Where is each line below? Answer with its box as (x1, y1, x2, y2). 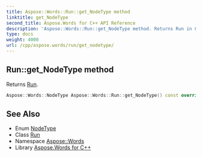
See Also (6, 109, 40, 119)
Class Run (14, 131, 40, 138)
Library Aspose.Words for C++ (14, 144, 91, 151)
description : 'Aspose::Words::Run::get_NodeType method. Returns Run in (6, 25, 192, 32)
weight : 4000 (6, 37, 39, 43)
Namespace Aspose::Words (14, 138, 84, 145)
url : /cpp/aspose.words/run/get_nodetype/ (6, 43, 114, 49)
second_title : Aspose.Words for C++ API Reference (6, 20, 136, 26)
